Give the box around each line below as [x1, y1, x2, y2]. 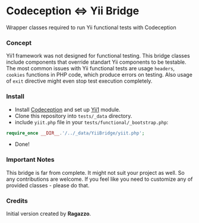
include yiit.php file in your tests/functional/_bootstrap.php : [14, 118, 169, 125]
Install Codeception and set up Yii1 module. [14, 106, 121, 113]
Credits [6, 196, 28, 205]
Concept [6, 39, 31, 47]
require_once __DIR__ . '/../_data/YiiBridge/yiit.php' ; [6, 130, 145, 136]
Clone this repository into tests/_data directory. [14, 112, 132, 120]
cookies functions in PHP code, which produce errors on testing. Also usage [6, 71, 193, 78]
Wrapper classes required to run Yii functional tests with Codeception [6, 24, 176, 31]
